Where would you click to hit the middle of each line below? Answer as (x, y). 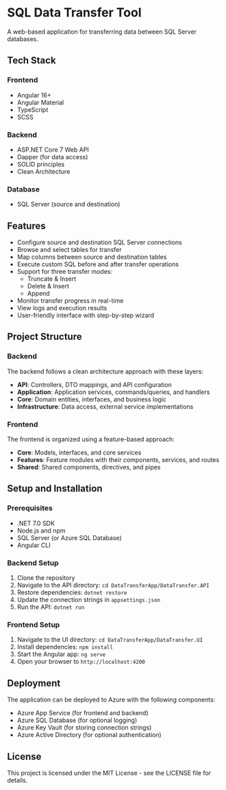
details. (17, 780)
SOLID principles (41, 164)
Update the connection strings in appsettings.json (89, 600)
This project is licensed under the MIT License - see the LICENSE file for (109, 773)
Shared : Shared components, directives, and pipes (89, 467)
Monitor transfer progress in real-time (70, 301)
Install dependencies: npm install (65, 647)
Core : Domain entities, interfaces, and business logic (91, 399)
